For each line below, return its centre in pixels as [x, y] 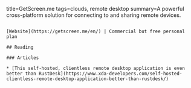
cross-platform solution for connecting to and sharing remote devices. [94, 15]
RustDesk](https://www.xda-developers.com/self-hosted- [110, 74]
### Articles [23, 58]
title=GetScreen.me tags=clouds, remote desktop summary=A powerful [95, 9]
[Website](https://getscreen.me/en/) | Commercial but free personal [96, 31]
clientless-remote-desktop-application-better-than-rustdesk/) [88, 79]
